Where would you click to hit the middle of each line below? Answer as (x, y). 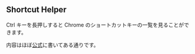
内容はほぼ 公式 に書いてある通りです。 (52, 45)
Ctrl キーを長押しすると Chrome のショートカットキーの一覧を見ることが (95, 25)
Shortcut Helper (36, 10)
